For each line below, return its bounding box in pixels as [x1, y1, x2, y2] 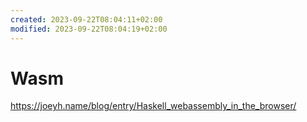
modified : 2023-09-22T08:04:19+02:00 [10, 24, 168, 34]
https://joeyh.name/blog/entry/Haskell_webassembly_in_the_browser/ [10, 100, 297, 112]
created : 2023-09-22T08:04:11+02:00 [10, 14, 163, 25]
